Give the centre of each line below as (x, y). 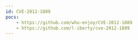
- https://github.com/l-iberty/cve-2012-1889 (73, 28)
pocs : (12, 17)
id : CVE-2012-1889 (28, 11)
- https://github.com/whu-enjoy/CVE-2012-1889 (74, 22)
